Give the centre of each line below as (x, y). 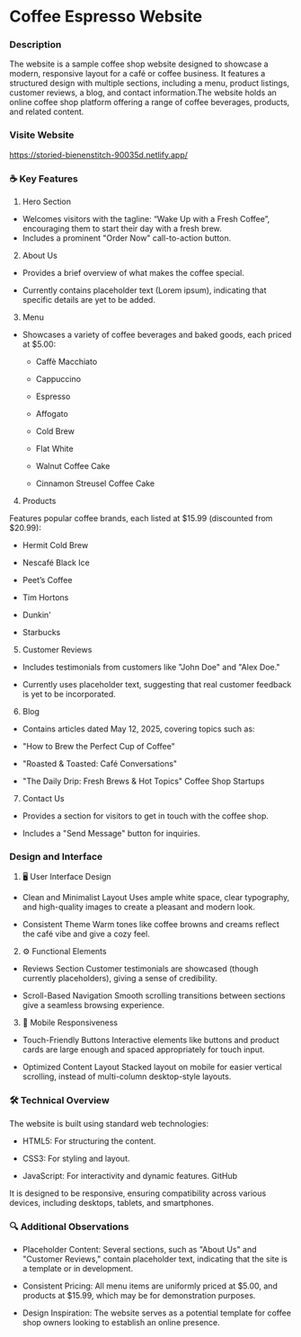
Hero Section (47, 202)
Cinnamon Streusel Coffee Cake (95, 483)
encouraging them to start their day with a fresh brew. (122, 229)
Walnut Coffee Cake (73, 466)
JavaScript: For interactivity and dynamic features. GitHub (130, 1175)
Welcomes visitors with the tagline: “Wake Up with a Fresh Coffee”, (146, 219)
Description (35, 45)
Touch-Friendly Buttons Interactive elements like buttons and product (151, 1040)
